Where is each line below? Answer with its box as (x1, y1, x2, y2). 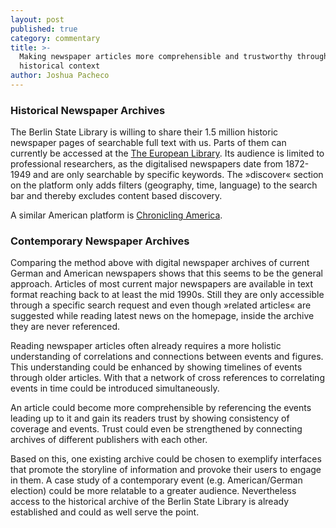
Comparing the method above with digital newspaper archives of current (10, 257, 310, 269)
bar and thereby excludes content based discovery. (10, 190, 223, 202)
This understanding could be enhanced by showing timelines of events (10, 361, 303, 373)
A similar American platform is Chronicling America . (10, 209, 223, 221)
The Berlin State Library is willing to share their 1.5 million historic (10, 126, 279, 138)
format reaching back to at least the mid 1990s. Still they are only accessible (10, 289, 325, 301)
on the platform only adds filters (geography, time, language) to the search (10, 179, 318, 191)
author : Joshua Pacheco (10, 71, 110, 81)
